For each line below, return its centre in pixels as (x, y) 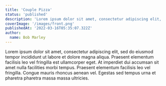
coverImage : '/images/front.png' (40, 24)
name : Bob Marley (28, 38)
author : (13, 33)
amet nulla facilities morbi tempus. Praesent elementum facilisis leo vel (78, 67)
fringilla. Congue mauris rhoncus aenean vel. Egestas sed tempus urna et (81, 73)
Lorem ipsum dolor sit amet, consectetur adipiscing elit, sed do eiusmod (79, 51)
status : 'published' (27, 14)
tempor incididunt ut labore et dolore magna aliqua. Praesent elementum (80, 57)
